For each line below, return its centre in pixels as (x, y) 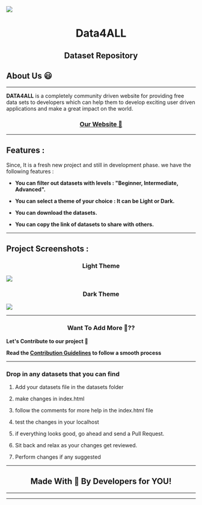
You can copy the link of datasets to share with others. (84, 224)
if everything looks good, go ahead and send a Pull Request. (90, 434)
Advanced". (30, 189)
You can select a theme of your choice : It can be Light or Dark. (95, 201)
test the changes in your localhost (57, 422)
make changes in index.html (50, 399)
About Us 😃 (29, 75)
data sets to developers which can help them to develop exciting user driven (101, 102)
